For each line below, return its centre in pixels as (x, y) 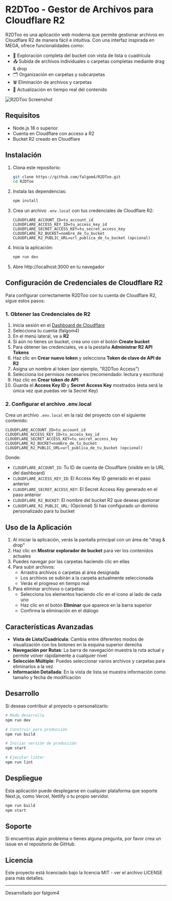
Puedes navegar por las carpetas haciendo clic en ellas (71, 561)
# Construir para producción (36, 729)
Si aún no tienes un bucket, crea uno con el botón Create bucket (81, 342)
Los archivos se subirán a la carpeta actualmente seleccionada (87, 578)
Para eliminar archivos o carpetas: (49, 589)
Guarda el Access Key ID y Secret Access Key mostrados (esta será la (88, 385)
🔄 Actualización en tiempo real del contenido (60, 89)
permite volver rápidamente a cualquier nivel (60, 655)
